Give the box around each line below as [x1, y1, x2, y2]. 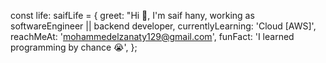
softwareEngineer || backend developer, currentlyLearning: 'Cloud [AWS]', [10, 20, 317, 32]
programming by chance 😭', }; [10, 41, 138, 53]
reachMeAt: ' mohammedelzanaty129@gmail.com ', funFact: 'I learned [10, 31, 295, 42]
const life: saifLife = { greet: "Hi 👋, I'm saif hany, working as [10, 10, 255, 21]
